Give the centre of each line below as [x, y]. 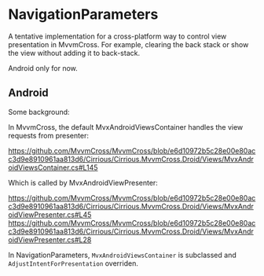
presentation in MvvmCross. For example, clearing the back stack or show [128, 44]
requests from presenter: [48, 135]
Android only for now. [43, 68]
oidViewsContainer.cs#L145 [53, 167]
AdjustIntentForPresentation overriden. [73, 263]
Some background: [39, 112]
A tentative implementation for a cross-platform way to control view [117, 36]
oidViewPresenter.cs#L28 [50, 239]
